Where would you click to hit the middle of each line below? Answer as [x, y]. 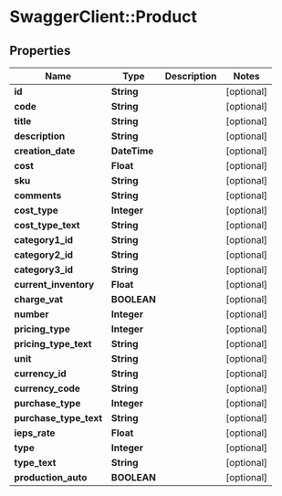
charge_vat [39, 299]
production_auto [51, 477]
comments [38, 195]
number [31, 314]
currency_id [40, 374]
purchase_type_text [58, 418]
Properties [40, 51]
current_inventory [54, 285]
